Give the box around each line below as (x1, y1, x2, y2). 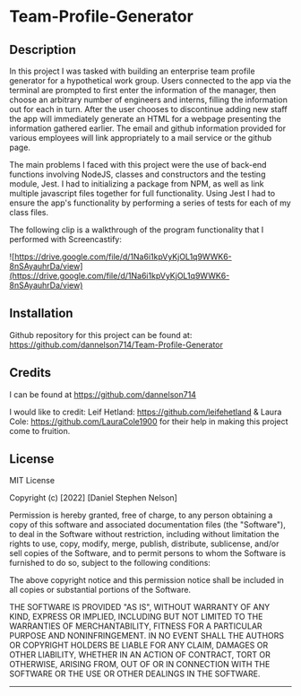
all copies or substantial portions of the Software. (9, 585, 191, 596)
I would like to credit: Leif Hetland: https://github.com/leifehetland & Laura (9, 406, 282, 417)
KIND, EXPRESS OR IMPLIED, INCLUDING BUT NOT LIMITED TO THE (9, 612, 263, 622)
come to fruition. (9, 425, 71, 436)
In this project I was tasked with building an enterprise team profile (9, 65, 255, 76)
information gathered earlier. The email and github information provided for (9, 123, 287, 134)
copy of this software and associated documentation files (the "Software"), (9, 519, 287, 530)
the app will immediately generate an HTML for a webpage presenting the (9, 114, 281, 124)
